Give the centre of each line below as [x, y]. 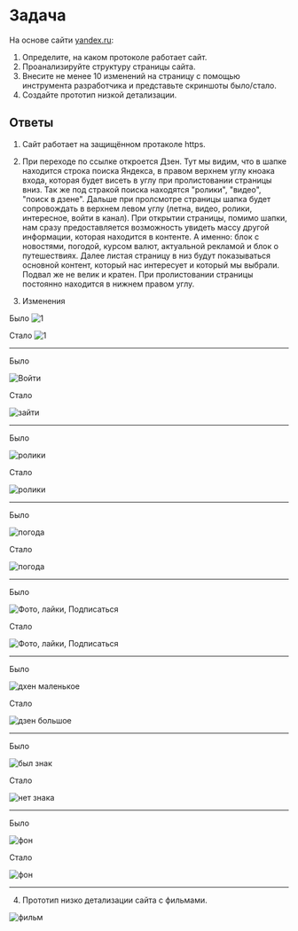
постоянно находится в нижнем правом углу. [108, 284]
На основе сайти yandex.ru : [62, 40]
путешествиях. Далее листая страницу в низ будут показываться [146, 255]
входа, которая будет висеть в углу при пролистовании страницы [147, 180]
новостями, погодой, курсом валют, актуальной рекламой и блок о [150, 246]
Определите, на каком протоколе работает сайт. [114, 57]
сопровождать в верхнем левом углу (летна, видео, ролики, [137, 208]
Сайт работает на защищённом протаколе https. [114, 144]
